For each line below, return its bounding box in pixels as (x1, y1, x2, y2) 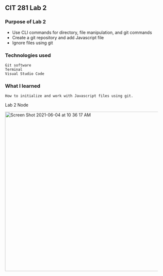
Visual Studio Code (5, 71, 45, 76)
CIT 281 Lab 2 (5, 4, 47, 12)
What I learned (5, 82, 40, 89)
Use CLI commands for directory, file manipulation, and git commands (12, 29, 152, 35)
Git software (5, 63, 32, 67)
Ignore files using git (12, 40, 53, 46)
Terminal (5, 67, 23, 72)
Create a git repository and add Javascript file (12, 34, 104, 40)
